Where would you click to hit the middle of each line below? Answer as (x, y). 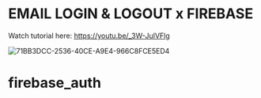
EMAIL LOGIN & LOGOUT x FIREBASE (131, 14)
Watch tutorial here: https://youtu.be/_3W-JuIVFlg (89, 36)
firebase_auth (55, 83)
